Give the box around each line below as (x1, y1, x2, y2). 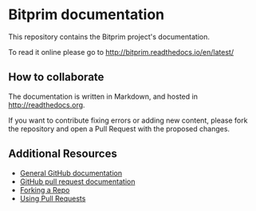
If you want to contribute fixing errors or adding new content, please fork (8, 115, 248, 125)
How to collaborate (8, 70, 104, 84)
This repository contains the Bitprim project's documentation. (8, 32, 210, 41)
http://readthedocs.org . (8, 100, 85, 109)
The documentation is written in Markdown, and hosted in (8, 92, 198, 101)
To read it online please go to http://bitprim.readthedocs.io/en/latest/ (8, 47, 234, 57)
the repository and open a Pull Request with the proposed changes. (8, 123, 230, 133)
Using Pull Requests (19, 193, 86, 203)
